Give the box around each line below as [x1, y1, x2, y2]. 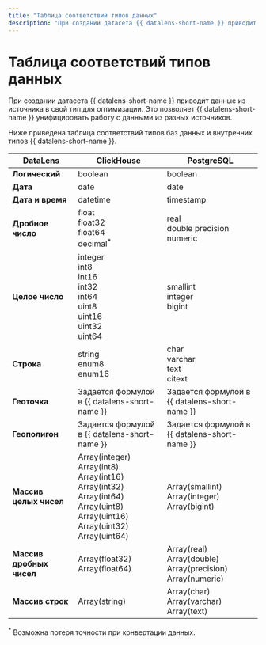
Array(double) [166, 553, 220, 564]
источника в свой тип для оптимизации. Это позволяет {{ [8, 104, 203, 114]
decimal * [78, 237, 112, 249]
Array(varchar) [166, 595, 222, 606]
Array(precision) [166, 563, 228, 574]
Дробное [12, 218, 49, 230]
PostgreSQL [187, 155, 234, 166]
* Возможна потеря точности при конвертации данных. [8, 626, 196, 637]
